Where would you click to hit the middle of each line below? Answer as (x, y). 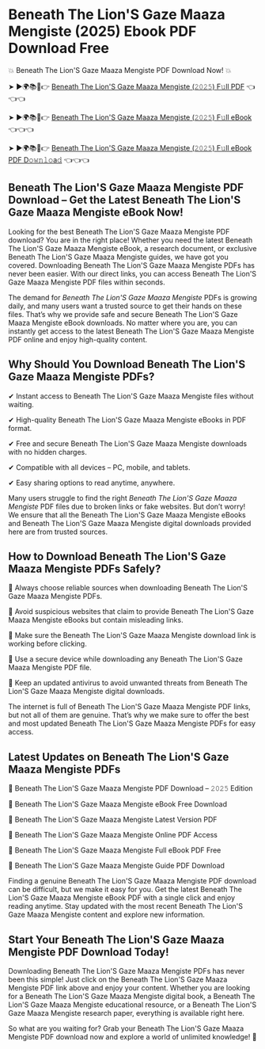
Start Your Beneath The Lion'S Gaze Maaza (116, 939)
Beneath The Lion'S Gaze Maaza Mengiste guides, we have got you (118, 257)
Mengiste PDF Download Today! (89, 952)
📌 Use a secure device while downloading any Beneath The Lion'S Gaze (125, 659)
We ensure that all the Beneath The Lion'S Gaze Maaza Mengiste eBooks (127, 515)
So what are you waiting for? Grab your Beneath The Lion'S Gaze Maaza (126, 1028)
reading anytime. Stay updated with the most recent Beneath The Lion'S (126, 906)
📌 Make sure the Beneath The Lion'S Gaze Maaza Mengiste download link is (132, 635)
